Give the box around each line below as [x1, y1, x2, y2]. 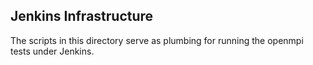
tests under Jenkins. [10, 45, 95, 57]
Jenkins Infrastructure [10, 8, 154, 25]
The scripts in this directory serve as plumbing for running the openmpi [10, 34, 304, 46]
